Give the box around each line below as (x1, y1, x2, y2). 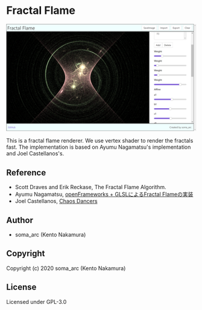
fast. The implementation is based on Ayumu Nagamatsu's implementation (6, 143, 191, 151)
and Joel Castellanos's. (6, 150, 65, 157)
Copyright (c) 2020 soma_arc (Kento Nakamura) (6, 264, 126, 272)
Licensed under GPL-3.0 (6, 298, 67, 305)
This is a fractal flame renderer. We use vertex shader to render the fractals (6, 137, 194, 144)
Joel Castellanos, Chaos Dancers (14, 198, 98, 205)
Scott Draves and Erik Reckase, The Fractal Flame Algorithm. (14, 184, 166, 191)
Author (6, 215, 33, 225)
